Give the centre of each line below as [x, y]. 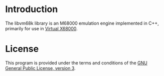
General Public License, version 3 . [41, 68]
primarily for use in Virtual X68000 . [41, 28]
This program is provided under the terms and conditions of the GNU [76, 63]
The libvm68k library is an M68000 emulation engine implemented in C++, [82, 23]
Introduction [32, 9]
